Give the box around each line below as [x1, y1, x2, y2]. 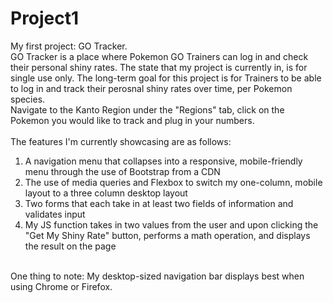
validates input [24, 208, 86, 220]
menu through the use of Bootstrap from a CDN [24, 165, 221, 177]
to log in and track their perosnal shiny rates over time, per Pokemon [10, 82, 293, 94]
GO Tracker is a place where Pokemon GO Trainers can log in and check [10, 50, 309, 62]
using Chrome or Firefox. [10, 280, 113, 292]
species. [10, 93, 46, 105]
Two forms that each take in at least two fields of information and [24, 197, 294, 209]
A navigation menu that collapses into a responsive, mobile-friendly [24, 155, 303, 167]
